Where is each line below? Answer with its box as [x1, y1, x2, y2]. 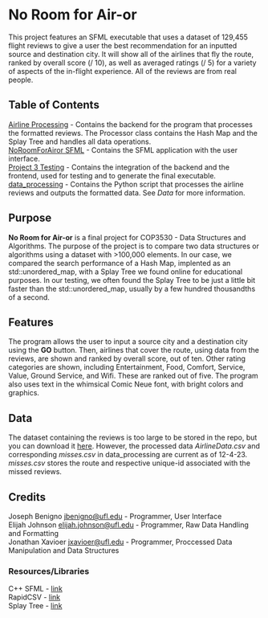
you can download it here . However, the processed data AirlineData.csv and [8, 441, 261, 451]
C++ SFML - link [8, 584, 63, 594]
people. [8, 75, 34, 84]
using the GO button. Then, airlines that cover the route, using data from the [8, 346, 259, 355]
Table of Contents [8, 98, 100, 112]
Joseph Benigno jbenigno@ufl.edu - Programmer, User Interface [8, 512, 222, 521]
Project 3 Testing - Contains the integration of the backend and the [8, 162, 230, 172]
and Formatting [8, 529, 59, 538]
